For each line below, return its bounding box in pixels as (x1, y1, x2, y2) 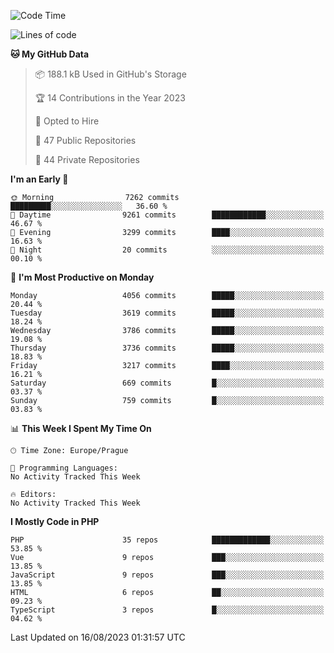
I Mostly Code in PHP (10, 516, 100, 527)
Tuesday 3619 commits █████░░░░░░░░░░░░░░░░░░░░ (10, 308, 325, 318)
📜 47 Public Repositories (34, 135, 137, 146)
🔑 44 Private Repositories (34, 154, 140, 165)
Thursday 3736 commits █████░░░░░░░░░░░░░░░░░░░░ (10, 343, 325, 353)
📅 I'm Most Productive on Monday (10, 271, 155, 283)
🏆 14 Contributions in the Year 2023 (34, 92, 186, 104)
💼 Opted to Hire (34, 115, 100, 127)
